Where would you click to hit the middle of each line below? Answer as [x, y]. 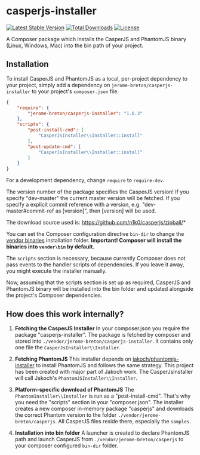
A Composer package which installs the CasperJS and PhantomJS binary [96, 39]
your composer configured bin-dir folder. [66, 445]
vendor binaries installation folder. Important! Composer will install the [94, 241]
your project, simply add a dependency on [58, 85]
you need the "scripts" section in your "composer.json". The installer [99, 402]
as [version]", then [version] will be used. [106, 211]
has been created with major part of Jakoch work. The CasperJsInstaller [104, 371]
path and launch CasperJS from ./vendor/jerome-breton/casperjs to [99, 439]
